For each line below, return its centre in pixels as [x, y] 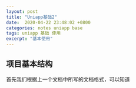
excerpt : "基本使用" [29, 39]
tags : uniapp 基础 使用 [33, 33]
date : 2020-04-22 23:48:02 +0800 [49, 22]
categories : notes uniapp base [44, 28]
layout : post [22, 11]
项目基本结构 [29, 64]
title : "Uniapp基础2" [32, 17]
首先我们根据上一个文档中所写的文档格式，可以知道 [68, 79]
